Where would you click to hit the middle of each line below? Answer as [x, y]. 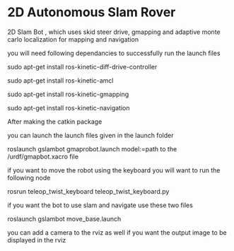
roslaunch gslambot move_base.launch [64, 218]
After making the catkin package [55, 122]
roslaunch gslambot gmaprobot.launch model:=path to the [92, 148]
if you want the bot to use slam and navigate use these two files [100, 205]
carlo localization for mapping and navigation [73, 39]
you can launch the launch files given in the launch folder [90, 135]
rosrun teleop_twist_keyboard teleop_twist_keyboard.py [88, 191]
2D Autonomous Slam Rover [92, 12]
